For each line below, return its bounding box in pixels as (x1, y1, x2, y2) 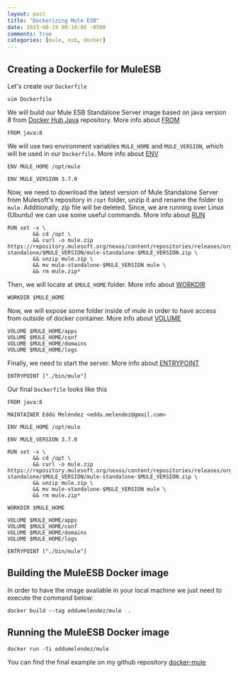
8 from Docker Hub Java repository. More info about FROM (7, 115, 180, 124)
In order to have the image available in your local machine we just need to (7, 586, 222, 594)
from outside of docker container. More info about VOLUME (7, 314, 181, 322)
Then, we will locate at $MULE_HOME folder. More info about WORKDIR (7, 280, 205, 288)
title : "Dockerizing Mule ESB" (7, 17, 100, 24)
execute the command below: (7, 593, 94, 602)
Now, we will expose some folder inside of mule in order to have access (7, 306, 217, 314)
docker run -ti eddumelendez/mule (7, 645, 110, 652)
